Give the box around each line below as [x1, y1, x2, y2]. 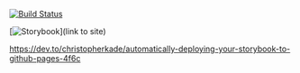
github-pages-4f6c [9, 53, 81, 63]
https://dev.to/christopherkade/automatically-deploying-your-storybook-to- [9, 43, 291, 54]
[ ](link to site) [9, 26, 106, 36]
